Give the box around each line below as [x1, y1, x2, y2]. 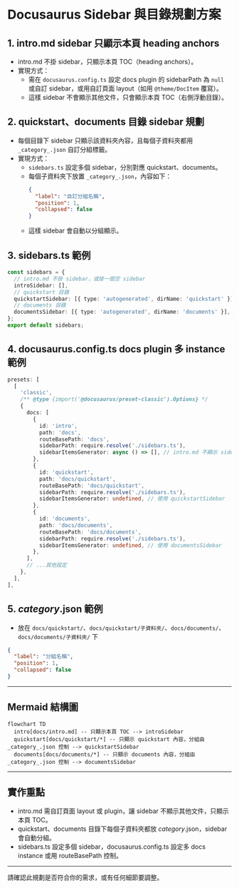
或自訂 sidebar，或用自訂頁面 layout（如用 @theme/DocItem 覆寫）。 [28, 84, 223, 93]
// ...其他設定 [26, 561, 68, 569]
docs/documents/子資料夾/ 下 [17, 632, 98, 641]
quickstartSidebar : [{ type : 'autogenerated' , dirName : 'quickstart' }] [14, 295, 234, 302]
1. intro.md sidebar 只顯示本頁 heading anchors [7, 37, 220, 49]
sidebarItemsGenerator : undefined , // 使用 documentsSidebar [38, 541, 223, 549]
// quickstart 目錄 [14, 288, 70, 296]
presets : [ [7, 376, 40, 383]
